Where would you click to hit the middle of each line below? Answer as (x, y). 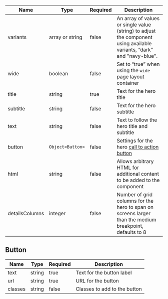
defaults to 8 (131, 232)
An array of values (138, 18)
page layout (130, 77)
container (128, 83)
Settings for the (135, 141)
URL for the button (97, 280)
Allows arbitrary (135, 161)
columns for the (135, 201)
